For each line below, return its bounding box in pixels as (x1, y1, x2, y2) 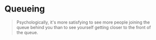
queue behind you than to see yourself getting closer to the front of (16, 24, 151, 30)
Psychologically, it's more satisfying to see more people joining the (16, 19, 150, 25)
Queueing (4, 3, 45, 14)
